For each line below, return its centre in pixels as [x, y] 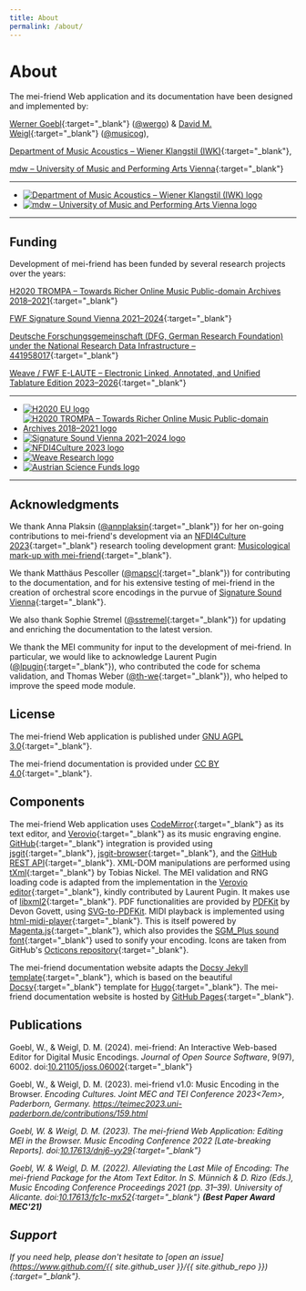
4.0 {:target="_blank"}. [51, 773]
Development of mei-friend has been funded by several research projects [148, 264]
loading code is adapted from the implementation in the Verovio [129, 882]
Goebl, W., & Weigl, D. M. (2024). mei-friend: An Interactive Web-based [143, 1047]
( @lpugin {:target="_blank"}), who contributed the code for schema [135, 667]
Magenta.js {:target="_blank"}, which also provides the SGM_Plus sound [144, 930]
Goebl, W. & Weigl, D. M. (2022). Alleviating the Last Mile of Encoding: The [149, 1168]
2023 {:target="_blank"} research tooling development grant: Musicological [150, 546]
